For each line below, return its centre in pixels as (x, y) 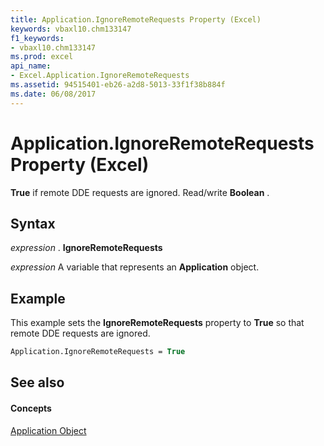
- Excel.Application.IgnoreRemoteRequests (100, 76)
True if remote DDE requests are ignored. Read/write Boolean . (140, 192)
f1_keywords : (37, 38)
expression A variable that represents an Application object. (135, 267)
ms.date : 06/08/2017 (53, 94)
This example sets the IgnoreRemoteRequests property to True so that (157, 323)
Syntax (33, 223)
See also (37, 382)
